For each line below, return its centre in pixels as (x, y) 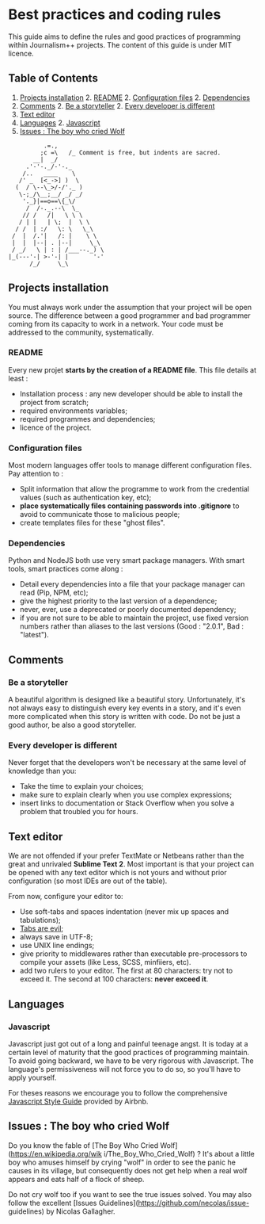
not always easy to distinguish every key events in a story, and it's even (125, 708)
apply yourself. (32, 1077)
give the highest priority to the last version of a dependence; (118, 601)
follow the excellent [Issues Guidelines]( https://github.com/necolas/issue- (129, 1203)
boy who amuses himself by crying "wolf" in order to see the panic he (122, 1162)
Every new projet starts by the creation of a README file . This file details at (132, 369)
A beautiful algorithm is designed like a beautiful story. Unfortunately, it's (127, 700)
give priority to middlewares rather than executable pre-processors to (133, 954)
